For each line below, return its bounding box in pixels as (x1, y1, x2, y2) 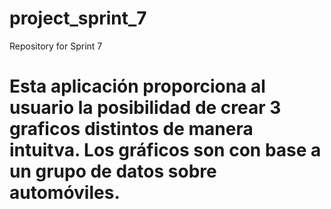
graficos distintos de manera (9, 118, 254, 141)
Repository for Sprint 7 (9, 40, 103, 52)
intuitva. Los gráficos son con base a (9, 139, 322, 162)
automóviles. (9, 182, 121, 204)
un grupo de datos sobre (9, 160, 217, 183)
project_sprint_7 (9, 7, 147, 30)
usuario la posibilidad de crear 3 (9, 97, 282, 119)
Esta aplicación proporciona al (9, 75, 266, 98)
